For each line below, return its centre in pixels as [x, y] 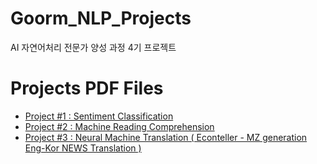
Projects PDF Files [87, 88]
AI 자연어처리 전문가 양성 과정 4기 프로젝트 [93, 47]
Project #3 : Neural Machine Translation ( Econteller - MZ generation [166, 137]
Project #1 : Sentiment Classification [99, 116]
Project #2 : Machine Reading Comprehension [119, 126]
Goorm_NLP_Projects [101, 18]
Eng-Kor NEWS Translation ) [83, 148]
